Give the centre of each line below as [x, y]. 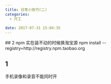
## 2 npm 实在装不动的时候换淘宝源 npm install [53, 43]
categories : [17, 14]
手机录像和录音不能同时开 [31, 76]
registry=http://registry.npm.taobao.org [45, 48]
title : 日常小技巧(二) [26, 10]
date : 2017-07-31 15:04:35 [33, 28]
